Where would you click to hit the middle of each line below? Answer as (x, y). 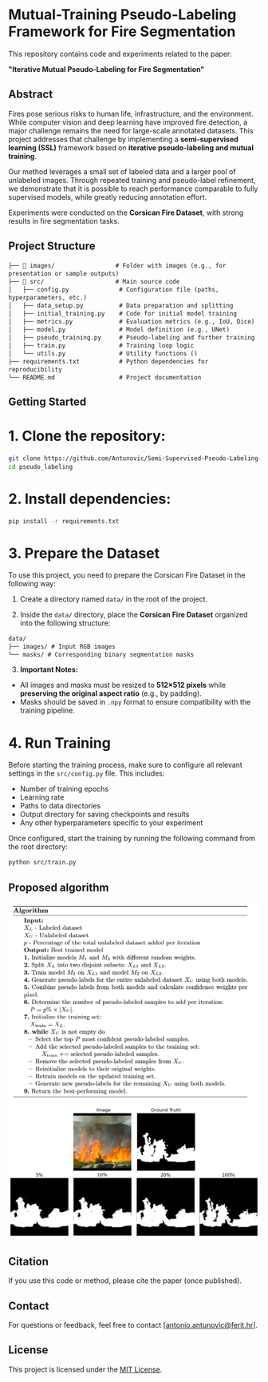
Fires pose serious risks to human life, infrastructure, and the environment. (131, 113)
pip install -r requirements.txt (64, 521)
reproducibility (35, 369)
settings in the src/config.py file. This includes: (87, 773)
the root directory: (38, 847)
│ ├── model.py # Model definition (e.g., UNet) (119, 329)
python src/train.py (43, 863)
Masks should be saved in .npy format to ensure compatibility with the (135, 702)
